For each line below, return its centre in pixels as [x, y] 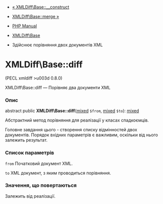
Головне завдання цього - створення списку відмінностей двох [71, 130]
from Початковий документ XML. [39, 163]
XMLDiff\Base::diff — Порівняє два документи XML [58, 87]
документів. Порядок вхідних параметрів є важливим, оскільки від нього [81, 135]
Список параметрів [30, 153]
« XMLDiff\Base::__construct [41, 7]
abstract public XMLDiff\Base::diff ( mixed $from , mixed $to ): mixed [72, 111]
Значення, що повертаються [41, 185]
